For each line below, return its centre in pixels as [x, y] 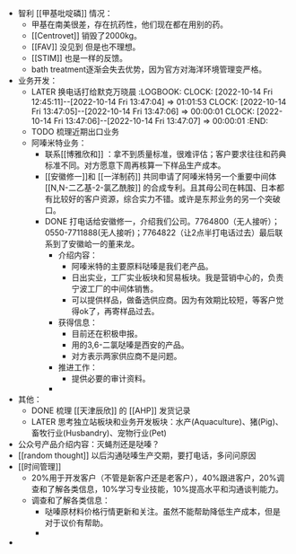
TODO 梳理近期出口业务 [75, 132]
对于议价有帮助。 [76, 523]
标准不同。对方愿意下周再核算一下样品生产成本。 [135, 165]
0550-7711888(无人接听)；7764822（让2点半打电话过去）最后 [160, 233]
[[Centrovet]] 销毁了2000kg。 [86, 35]
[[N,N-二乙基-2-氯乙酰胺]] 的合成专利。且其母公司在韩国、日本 [161, 188]
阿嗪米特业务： [59, 143]
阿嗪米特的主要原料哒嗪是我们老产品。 [142, 266]
